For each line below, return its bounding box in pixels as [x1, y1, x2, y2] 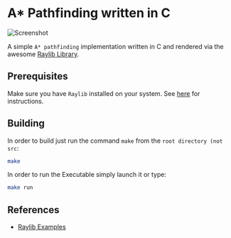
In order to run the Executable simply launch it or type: [7, 171, 167, 179]
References [7, 204, 60, 216]
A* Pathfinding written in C [7, 5, 171, 21]
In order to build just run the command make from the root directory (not [7, 136, 223, 145]
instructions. [7, 97, 44, 105]
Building [7, 117, 45, 129]
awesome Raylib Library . [7, 50, 80, 58]
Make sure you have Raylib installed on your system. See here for [7, 89, 200, 97]
